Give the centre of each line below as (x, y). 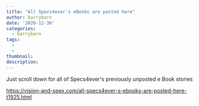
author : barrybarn (29, 17)
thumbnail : (20, 56)
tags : (13, 40)
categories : (21, 28)
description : (22, 62)
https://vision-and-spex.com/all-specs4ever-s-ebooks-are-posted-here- (97, 90)
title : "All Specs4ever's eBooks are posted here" (71, 12)
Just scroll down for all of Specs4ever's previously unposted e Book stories (99, 79)
